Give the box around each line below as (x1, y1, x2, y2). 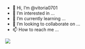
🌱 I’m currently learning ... (12, 16, 66, 21)
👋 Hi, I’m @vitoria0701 (12, 5, 58, 11)
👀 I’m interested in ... (12, 10, 55, 16)
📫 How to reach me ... (12, 27, 59, 32)
